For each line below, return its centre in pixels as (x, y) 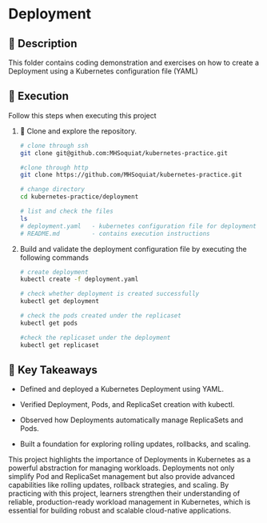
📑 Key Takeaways (53, 370)
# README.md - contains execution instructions (115, 234)
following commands (54, 258)
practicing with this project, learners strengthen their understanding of (124, 493)
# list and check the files (66, 212)
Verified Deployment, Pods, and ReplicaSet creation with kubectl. (127, 405)
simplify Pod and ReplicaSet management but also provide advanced (122, 477)
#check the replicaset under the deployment (95, 337)
